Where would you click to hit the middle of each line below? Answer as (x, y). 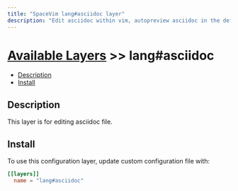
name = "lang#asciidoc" (49, 180)
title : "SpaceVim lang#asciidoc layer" (66, 14)
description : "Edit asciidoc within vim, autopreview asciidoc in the (114, 21)
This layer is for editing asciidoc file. (60, 122)
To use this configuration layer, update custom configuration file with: (109, 161)
